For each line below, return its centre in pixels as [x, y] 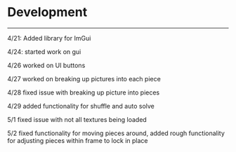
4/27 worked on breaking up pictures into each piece [84, 78]
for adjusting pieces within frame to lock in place [78, 140]
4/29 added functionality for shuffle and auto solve [81, 106]
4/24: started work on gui [44, 51]
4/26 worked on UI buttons [46, 65]
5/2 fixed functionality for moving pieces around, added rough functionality [116, 133]
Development [47, 12]
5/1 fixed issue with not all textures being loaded [77, 119]
